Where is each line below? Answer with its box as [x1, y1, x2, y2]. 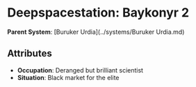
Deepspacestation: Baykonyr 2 [7, 5, 190, 21]
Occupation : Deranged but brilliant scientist [17, 66, 144, 74]
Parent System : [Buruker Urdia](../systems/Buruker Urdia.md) [7, 28, 185, 36]
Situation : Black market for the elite [17, 73, 120, 81]
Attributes [7, 48, 52, 59]
